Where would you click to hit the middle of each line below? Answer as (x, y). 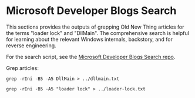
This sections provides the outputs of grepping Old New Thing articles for (95, 27)
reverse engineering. (31, 45)
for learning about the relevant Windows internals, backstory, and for (90, 39)
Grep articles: (23, 68)
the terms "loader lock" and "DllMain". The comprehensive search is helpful (98, 33)
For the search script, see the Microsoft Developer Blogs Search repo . (91, 57)
